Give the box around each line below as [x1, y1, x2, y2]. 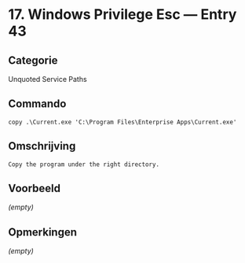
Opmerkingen [8, 225, 77, 239]
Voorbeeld [8, 182, 61, 195]
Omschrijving [8, 139, 76, 153]
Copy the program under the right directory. [8, 160, 159, 169]
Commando [8, 97, 67, 111]
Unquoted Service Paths [8, 75, 88, 83]
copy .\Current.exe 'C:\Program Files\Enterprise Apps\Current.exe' [8, 118, 237, 126]
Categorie [8, 54, 58, 67]
